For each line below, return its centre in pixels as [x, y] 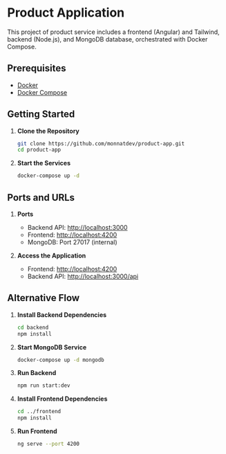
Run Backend [37, 373]
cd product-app [39, 150]
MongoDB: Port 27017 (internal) [72, 242]
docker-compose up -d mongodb [61, 360]
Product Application [66, 13]
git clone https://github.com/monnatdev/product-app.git [101, 143]
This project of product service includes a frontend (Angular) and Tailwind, [113, 32]
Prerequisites [37, 68]
